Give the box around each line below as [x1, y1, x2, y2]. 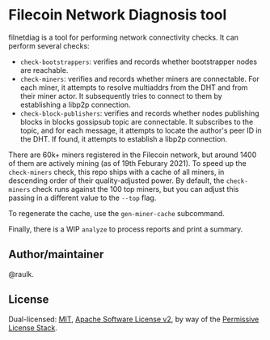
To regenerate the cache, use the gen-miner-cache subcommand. [8, 208, 225, 218]
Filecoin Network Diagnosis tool [8, 6, 227, 24]
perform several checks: [8, 40, 91, 50]
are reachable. [19, 65, 69, 74]
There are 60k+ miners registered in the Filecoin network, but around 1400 [8, 150, 257, 159]
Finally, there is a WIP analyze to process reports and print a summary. [8, 224, 243, 234]
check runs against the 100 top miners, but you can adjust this [32, 184, 239, 193]
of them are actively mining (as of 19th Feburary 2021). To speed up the [8, 158, 247, 168]
